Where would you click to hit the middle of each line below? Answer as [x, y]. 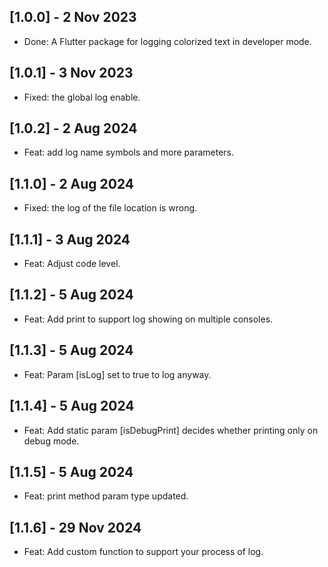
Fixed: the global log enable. [82, 97]
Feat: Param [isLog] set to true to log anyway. [117, 374]
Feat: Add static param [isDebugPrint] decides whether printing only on [171, 430]
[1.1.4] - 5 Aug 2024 [72, 406]
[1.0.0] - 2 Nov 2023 [73, 17]
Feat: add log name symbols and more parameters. [129, 152]
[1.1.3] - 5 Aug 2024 [71, 350]
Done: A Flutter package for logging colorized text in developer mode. [167, 41]
